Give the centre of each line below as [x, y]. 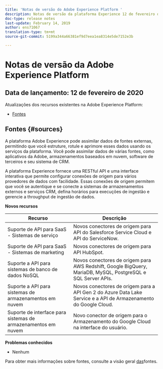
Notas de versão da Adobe [59, 65]
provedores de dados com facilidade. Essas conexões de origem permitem [80, 181]
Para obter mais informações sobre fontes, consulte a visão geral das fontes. [81, 361]
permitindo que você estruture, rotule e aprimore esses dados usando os [78, 146]
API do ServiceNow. [96, 238]
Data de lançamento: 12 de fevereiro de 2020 [74, 93]
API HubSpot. [89, 252]
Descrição [114, 218]
